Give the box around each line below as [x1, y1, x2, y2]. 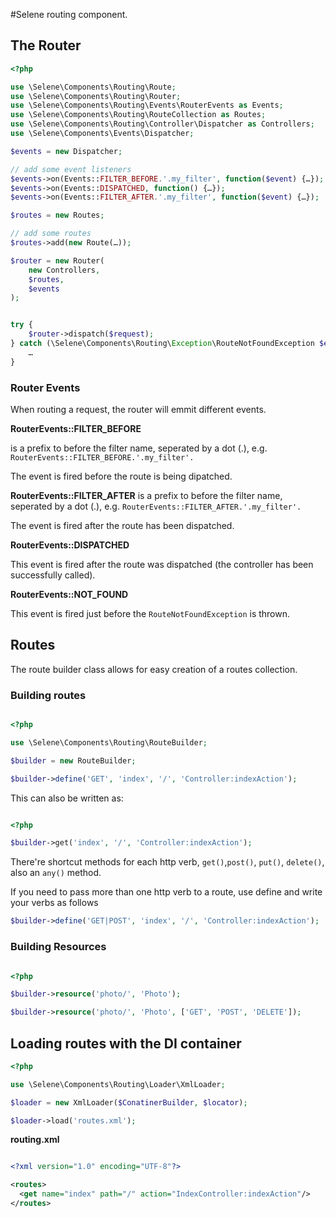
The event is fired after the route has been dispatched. [10, 519, 235, 531]
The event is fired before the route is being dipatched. [10, 470, 233, 482]
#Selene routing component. [10, 9, 128, 20]
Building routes [10, 688, 87, 702]
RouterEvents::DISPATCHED [10, 539, 130, 551]
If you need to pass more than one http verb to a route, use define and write [10, 886, 323, 898]
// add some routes [10, 229, 92, 239]
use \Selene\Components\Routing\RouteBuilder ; [10, 737, 208, 748]
